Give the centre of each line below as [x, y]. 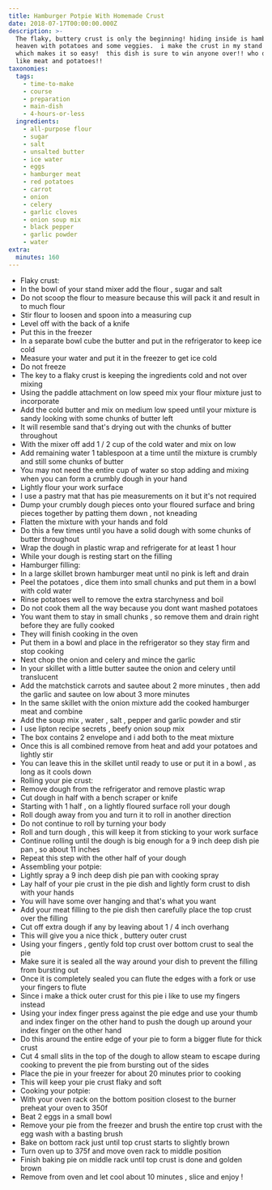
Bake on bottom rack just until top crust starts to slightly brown [125, 1142]
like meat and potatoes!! [59, 62]
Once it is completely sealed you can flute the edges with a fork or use [138, 978]
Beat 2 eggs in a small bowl [66, 1116]
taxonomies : [28, 69]
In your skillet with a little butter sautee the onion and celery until [128, 668]
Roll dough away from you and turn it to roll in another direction [125, 814]
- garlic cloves [51, 212]
